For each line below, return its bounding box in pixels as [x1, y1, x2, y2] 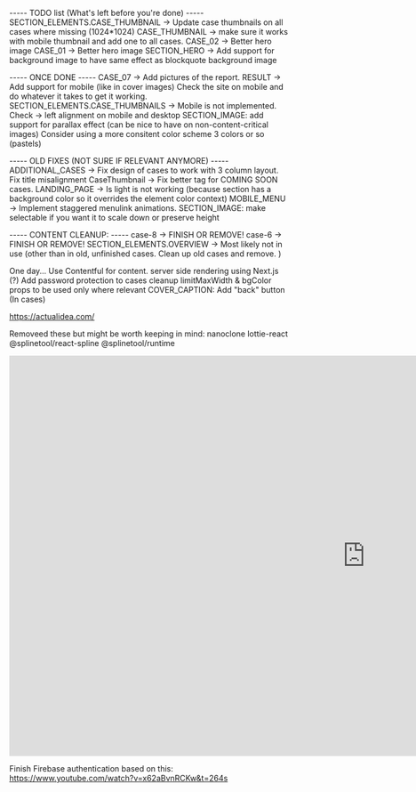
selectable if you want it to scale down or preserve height [9, 213, 220, 222]
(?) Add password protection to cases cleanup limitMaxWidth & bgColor [9, 275, 272, 286]
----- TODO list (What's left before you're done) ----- [9, 8, 204, 18]
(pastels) [9, 138, 42, 149]
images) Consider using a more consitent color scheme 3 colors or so [9, 129, 265, 139]
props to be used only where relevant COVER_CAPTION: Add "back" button [9, 285, 286, 295]
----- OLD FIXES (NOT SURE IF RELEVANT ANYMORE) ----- [9, 156, 229, 166]
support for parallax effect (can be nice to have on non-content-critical [9, 119, 269, 130]
